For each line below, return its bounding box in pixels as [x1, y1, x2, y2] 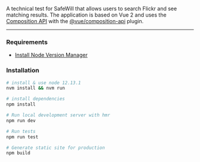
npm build [6, 150, 31, 156]
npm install [6, 101, 36, 107]
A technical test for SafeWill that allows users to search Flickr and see [6, 5, 177, 12]
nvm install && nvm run [6, 85, 65, 91]
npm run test [6, 134, 39, 140]
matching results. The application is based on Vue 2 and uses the [6, 11, 167, 18]
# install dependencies [6, 96, 65, 102]
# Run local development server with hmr [6, 112, 111, 118]
